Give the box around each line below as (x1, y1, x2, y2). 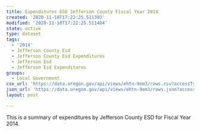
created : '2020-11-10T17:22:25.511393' (6, 14, 105, 20)
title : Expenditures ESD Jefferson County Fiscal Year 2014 (6, 8, 159, 15)
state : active (6, 25, 42, 32)
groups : (6, 70, 26, 76)
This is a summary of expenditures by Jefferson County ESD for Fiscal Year (6, 113, 192, 121)
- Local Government (11, 75, 60, 81)
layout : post (6, 92, 39, 98)
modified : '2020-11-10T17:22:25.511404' (6, 20, 108, 26)
